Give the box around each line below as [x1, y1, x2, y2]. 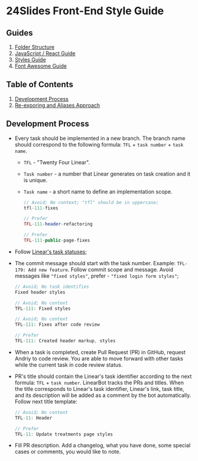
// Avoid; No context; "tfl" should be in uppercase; [23, 199, 159, 205]
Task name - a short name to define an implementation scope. [23, 188, 173, 195]
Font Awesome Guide [14, 62, 67, 69]
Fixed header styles [14, 289, 66, 295]
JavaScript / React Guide [14, 50, 76, 57]
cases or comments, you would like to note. [14, 448, 121, 455]
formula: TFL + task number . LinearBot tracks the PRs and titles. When [14, 379, 184, 386]
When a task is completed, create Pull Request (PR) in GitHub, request [14, 348, 186, 355]
